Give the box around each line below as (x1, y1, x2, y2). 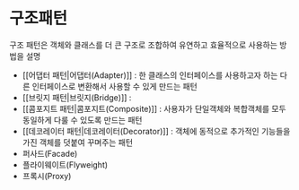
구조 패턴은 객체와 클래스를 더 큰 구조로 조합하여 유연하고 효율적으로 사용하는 (9, 39, 278, 50)
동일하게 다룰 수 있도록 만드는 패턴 (22, 114, 143, 125)
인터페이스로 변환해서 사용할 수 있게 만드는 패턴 (31, 81, 198, 91)
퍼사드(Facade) (22, 148, 78, 159)
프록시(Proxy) (22, 170, 72, 181)
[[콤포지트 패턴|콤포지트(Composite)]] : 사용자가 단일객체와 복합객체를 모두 (22, 103, 286, 114)
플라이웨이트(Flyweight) (22, 159, 109, 170)
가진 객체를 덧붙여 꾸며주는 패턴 (22, 136, 133, 148)
